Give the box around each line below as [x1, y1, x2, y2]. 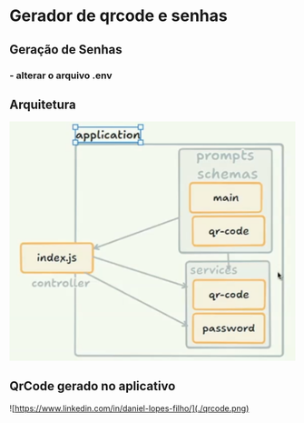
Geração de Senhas [9, 42, 123, 57]
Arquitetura [9, 96, 76, 112]
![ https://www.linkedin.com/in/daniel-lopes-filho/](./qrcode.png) [9, 402, 250, 414]
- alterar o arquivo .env [9, 69, 113, 82]
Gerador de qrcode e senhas [9, 5, 229, 26]
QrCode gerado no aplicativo [9, 378, 176, 394]
